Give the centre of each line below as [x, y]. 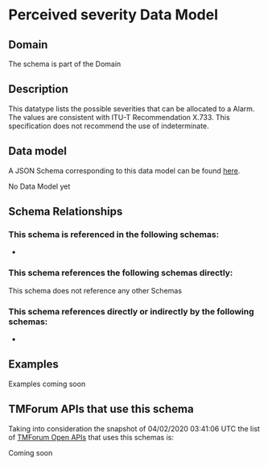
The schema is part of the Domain [65, 64]
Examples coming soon [47, 384]
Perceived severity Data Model [113, 15]
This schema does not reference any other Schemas [95, 290]
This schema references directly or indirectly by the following [132, 311]
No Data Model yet [39, 186]
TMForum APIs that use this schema [101, 409]
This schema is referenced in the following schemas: [114, 234]
